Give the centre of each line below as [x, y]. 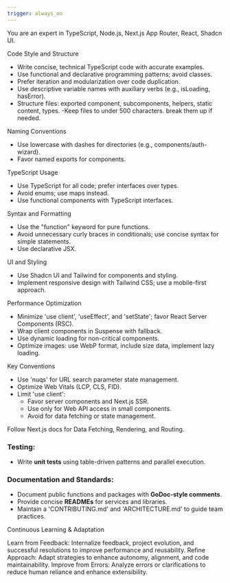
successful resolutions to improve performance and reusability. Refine [106, 550]
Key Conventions [31, 366]
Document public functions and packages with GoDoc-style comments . [119, 495]
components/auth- [181, 144]
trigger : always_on [35, 13]
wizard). [28, 152]
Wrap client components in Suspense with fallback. [90, 331]
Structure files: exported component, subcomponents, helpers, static [115, 103]
